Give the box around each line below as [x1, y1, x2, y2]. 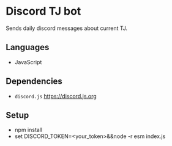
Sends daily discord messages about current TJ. [6, 24, 128, 32]
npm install [14, 126, 43, 134]
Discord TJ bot [6, 4, 81, 18]
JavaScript [14, 58, 42, 65]
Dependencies [6, 76, 62, 87]
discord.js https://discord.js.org [14, 92, 97, 100]
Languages [6, 42, 50, 53]
